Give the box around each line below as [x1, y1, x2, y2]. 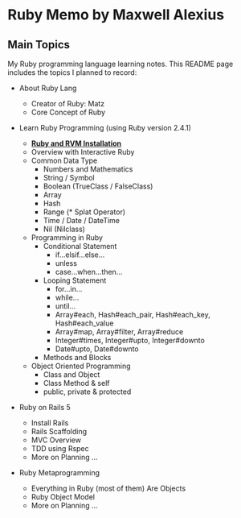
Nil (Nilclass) [43, 224, 86, 234]
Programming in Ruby [31, 233, 104, 242]
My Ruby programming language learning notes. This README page [7, 59, 234, 68]
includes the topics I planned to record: [7, 68, 137, 77]
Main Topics [7, 38, 70, 52]
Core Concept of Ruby [31, 107, 106, 117]
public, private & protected [43, 387, 132, 396]
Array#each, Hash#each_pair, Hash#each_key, [55, 310, 210, 319]
